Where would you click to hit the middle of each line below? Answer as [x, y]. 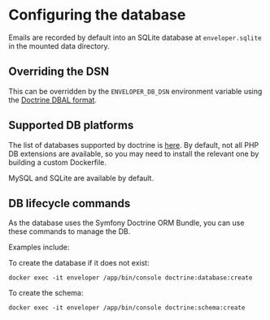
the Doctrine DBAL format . [53, 100]
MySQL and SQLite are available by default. [81, 178]
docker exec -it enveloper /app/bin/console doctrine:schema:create [127, 308]
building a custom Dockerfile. [58, 162]
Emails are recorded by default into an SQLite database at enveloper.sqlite [135, 37]
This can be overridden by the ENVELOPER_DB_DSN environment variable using [135, 91]
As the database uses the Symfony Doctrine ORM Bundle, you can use [126, 223]
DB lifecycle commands [70, 203]
